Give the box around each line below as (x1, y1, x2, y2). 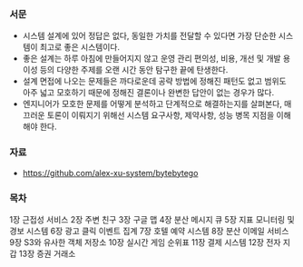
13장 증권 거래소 (18, 248, 76, 259)
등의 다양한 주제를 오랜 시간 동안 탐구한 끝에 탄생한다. (39, 64, 229, 75)
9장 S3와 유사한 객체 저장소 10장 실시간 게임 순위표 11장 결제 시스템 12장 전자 (9, 236, 281, 247)
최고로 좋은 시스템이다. (39, 42, 121, 53)
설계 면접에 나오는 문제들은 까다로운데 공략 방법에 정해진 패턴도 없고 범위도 (22, 75, 288, 87)
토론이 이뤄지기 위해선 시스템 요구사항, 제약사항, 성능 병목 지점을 (46, 110, 275, 121)
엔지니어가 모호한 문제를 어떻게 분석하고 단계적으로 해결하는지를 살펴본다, (22, 98, 283, 110)
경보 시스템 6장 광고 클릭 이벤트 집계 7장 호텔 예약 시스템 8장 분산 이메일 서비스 (9, 225, 289, 236)
